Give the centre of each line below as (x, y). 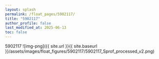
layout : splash (20, 10)
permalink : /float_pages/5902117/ (40, 14)
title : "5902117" (23, 19)
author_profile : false (28, 23)
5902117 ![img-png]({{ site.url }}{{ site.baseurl (51, 46)
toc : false (16, 32)
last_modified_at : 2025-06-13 (36, 28)
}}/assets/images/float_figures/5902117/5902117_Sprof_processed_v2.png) (80, 51)
